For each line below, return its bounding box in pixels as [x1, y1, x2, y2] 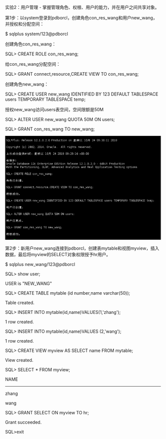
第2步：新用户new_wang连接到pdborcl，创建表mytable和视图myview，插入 [5, 245, 160, 251]
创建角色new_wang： [5, 81, 49, 87]
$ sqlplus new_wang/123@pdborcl [5, 261, 76, 267]
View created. [5, 357, 34, 363]
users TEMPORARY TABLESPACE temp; [5, 96, 86, 102]
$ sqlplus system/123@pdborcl [5, 31, 68, 37]
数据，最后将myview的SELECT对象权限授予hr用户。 [5, 251, 111, 257]
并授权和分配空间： [5, 21, 44, 27]
